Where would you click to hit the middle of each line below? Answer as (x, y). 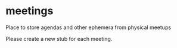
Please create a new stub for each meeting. (59, 39)
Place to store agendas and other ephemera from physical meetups (88, 27)
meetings (29, 11)
